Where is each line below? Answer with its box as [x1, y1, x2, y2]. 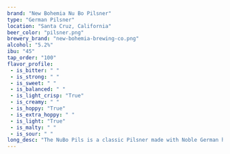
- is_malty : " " [10, 124, 57, 131]
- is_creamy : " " [10, 99, 60, 106]
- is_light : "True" [10, 117, 66, 125]
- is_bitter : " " [10, 67, 60, 74]
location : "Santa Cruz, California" [7, 22, 112, 29]
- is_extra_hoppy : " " [10, 111, 75, 118]
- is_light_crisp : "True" [10, 93, 84, 99]
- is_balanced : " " [10, 86, 66, 93]
